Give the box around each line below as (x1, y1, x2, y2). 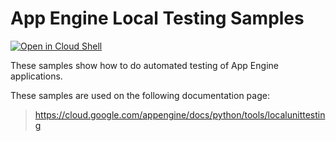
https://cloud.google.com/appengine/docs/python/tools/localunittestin (34, 108, 326, 121)
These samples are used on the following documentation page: (10, 89, 270, 101)
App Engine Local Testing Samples (10, 7, 305, 30)
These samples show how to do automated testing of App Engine (10, 59, 279, 71)
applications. (10, 70, 63, 82)
